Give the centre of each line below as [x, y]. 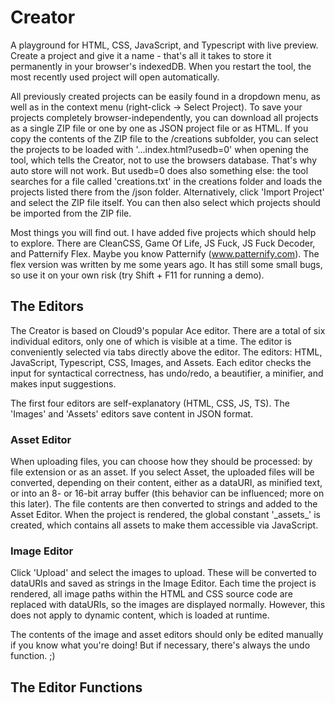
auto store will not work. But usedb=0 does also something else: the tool [159, 170]
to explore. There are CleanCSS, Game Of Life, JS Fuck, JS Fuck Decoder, [163, 243]
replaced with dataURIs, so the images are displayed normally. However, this [168, 605]
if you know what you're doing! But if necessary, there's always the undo [160, 645]
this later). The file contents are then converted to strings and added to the [164, 504]
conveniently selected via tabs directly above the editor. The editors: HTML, [166, 352]
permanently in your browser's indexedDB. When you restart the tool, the [161, 66]
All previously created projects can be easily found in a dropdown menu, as [165, 96]
